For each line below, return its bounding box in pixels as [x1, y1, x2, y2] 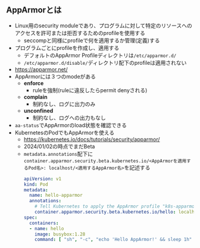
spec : [23, 214, 37, 221]
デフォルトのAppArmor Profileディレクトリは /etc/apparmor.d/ [23, 52, 177, 59]
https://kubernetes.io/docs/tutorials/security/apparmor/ [23, 136, 160, 143]
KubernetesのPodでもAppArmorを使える [14, 129, 115, 136]
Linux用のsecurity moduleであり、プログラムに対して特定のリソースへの [14, 22, 192, 29]
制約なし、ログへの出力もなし [32, 114, 106, 121]
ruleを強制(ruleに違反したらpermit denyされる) [32, 86, 148, 93]
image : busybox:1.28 [35, 231, 86, 237]
